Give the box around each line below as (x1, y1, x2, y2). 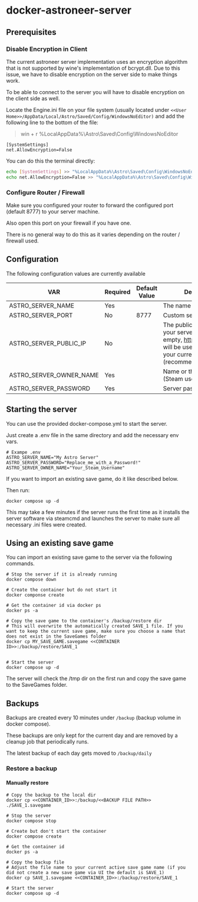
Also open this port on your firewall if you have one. (6, 219, 131, 227)
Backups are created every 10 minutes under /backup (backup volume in (6, 714, 181, 722)
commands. (6, 560, 35, 567)
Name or (163, 367, 187, 376)
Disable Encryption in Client (6, 45, 87, 53)
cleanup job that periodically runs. (6, 738, 89, 745)
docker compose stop (6, 818, 57, 824)
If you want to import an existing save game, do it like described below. (6, 475, 179, 482)
